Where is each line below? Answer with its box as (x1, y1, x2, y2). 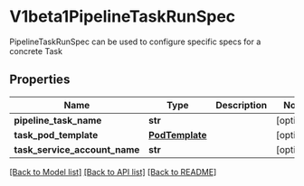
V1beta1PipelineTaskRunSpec (9, 6, 236, 27)
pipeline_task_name (14, 114, 102, 126)
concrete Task (9, 45, 63, 56)
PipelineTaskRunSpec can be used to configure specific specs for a (9, 36, 261, 47)
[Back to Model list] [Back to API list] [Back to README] (9, 166, 217, 177)
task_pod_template (14, 128, 99, 141)
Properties (9, 72, 71, 88)
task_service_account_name (14, 143, 140, 155)
